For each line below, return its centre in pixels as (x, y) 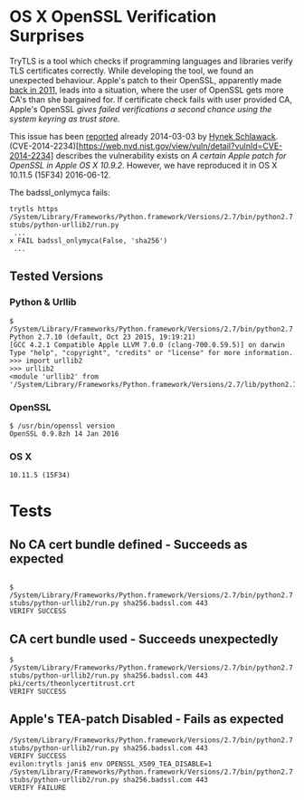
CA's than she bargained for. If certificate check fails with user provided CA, (151, 99)
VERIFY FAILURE (38, 787)
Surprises (47, 36)
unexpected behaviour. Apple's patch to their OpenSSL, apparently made (146, 80)
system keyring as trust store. (65, 119)
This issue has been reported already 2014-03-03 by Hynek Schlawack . (144, 136)
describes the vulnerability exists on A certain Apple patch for (171, 155)
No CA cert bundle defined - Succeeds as (128, 544)
